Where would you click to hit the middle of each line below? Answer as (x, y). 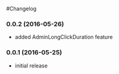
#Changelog (22, 9)
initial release (31, 66)
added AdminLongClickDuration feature (64, 37)
